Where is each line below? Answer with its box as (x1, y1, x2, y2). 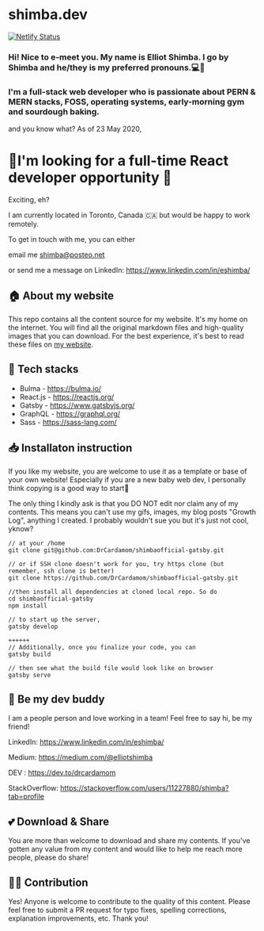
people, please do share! (8, 852, 89, 862)
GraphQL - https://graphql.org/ (19, 408, 121, 418)
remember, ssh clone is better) (8, 567, 115, 575)
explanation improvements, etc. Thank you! (8, 914, 149, 923)
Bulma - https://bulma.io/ (19, 383, 101, 393)
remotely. (8, 220, 40, 229)
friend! (8, 722, 30, 731)
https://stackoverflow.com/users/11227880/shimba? (60, 783, 229, 793)
